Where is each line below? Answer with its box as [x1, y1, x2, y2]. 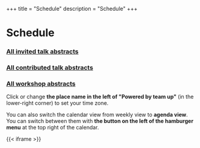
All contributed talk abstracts [6, 64, 94, 72]
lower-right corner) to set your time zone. [6, 99, 109, 107]
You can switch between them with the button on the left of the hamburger [6, 117, 194, 125]
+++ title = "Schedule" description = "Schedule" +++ [6, 5, 138, 12]
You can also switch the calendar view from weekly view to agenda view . [6, 111, 188, 119]
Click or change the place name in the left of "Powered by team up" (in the [6, 93, 194, 101]
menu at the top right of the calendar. [6, 124, 99, 131]
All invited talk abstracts [6, 47, 79, 56]
